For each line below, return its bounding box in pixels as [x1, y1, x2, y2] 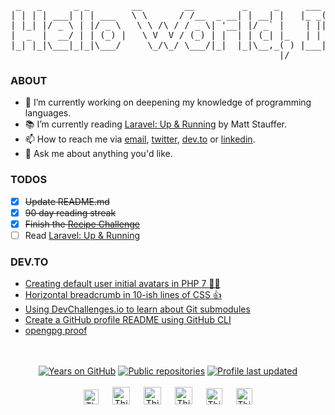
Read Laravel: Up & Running [24, 229, 141, 241]
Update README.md [24, 195, 110, 207]
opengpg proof [24, 325, 88, 337]
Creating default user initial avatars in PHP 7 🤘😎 [24, 278, 221, 290]
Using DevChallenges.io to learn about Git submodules [24, 303, 251, 315]
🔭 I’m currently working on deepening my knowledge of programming [24, 96, 312, 109]
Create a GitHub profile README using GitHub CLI [24, 314, 232, 326]
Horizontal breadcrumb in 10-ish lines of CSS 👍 [24, 289, 222, 301]
